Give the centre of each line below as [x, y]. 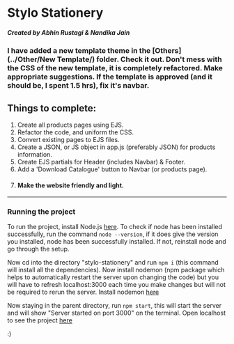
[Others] [167, 51]
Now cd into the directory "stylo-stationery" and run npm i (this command [113, 263]
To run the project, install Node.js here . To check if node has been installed [115, 227]
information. [34, 154]
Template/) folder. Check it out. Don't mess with [139, 59]
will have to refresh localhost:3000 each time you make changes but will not [117, 285]
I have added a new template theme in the [79, 51]
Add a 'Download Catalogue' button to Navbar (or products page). [112, 169]
